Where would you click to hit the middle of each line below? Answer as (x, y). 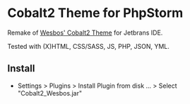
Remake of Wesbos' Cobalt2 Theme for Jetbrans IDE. (85, 33)
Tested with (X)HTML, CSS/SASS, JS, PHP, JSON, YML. (88, 46)
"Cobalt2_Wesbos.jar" (50, 93)
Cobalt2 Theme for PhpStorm (95, 13)
